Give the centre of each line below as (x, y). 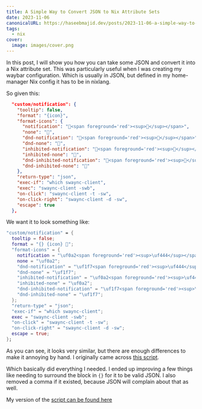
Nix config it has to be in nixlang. (70, 81)
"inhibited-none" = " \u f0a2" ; (55, 283)
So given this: (23, 93)
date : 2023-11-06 (28, 17)
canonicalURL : (24, 23)
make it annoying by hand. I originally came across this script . (83, 357)
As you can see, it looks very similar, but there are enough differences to (96, 351)
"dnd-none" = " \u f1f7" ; (47, 272)
